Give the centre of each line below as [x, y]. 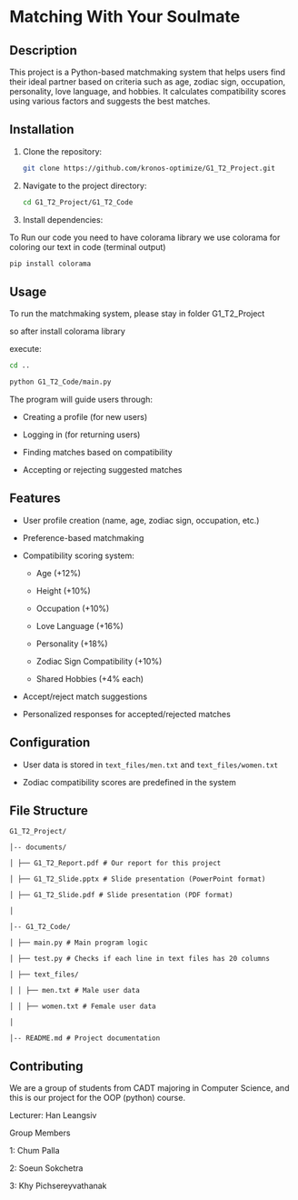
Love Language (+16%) [80, 625]
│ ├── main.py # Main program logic [79, 943]
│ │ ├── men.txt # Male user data [75, 991]
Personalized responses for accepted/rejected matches [127, 714]
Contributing [46, 1066]
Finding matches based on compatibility [97, 452]
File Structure [49, 811]
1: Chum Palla [35, 1151]
